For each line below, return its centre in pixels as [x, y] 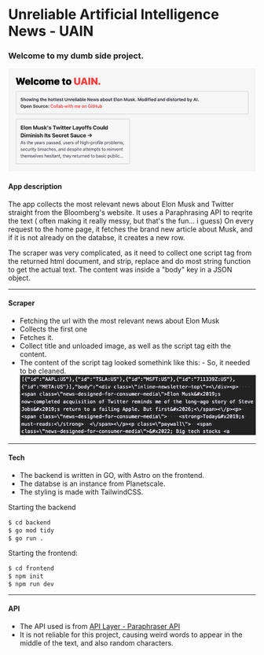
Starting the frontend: [43, 553]
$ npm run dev [31, 584]
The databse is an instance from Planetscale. [92, 483]
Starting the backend [42, 507]
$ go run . [26, 538]
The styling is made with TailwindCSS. [81, 492]
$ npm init [26, 576]
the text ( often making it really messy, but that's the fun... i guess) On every [131, 220]
